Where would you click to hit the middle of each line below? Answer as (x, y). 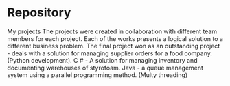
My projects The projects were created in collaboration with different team (112, 31)
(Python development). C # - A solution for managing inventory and (102, 60)
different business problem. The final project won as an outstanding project (114, 46)
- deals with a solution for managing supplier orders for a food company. (110, 53)
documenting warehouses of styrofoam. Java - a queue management (105, 68)
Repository (39, 13)
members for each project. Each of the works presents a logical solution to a (115, 38)
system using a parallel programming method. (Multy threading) (97, 75)
